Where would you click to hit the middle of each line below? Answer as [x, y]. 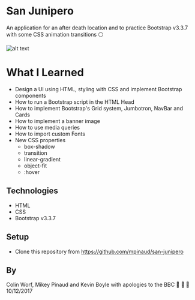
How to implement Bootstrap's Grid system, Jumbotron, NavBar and [99, 108]
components [30, 95]
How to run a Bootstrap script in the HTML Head [74, 102]
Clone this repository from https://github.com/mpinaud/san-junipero [99, 251]
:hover [32, 172]
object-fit [35, 166]
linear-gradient [42, 159]
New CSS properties [40, 140]
